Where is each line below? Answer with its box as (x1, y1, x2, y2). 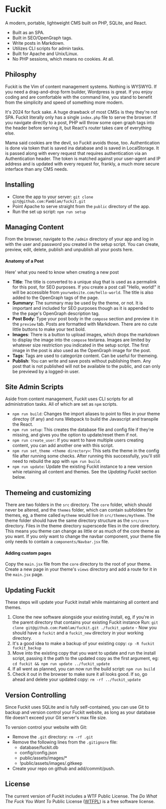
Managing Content (5, 222, 64, 231)
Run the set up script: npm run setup (12, 209, 86, 215)
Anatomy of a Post (5, 258, 44, 264)
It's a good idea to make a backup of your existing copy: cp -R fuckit (12, 641, 155, 647)
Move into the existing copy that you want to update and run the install (12, 650, 156, 656)
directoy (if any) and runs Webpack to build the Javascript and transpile (12, 416, 159, 422)
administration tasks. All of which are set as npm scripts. (5, 401, 118, 407)
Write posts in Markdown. (12, 40, 65, 46)
